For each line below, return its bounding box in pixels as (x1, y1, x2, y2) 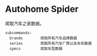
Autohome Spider (5, 3, 79, 15)
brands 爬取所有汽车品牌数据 (9, 36, 77, 41)
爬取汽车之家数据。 (5, 20, 44, 26)
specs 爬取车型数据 (9, 46, 63, 51)
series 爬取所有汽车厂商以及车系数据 (9, 41, 92, 46)
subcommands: (5, 30, 32, 35)
